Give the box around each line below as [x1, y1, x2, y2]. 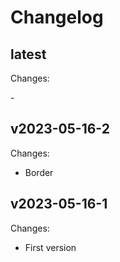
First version [24, 241, 77, 253]
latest [10, 46, 47, 63]
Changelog [10, 6, 104, 29]
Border [24, 166, 54, 178]
